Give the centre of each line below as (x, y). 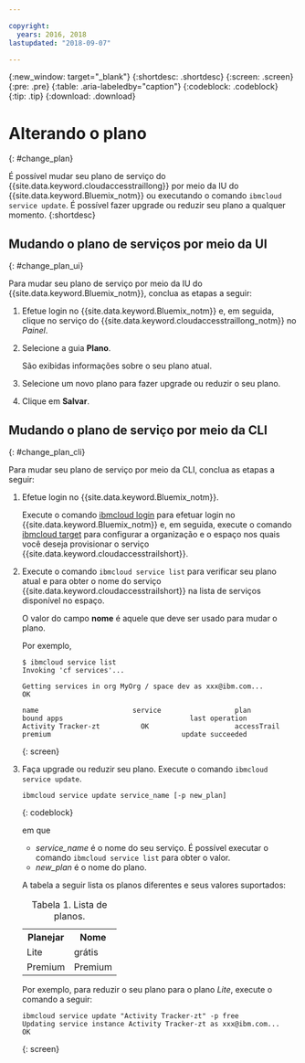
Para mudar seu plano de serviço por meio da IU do (105, 283)
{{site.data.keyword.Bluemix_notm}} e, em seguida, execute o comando (157, 524)
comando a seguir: (57, 999)
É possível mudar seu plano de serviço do (87, 176)
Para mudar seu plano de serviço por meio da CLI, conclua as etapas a (142, 469)
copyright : (29, 26)
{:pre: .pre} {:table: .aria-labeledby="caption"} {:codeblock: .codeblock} (144, 87)
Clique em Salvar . (56, 401)
